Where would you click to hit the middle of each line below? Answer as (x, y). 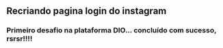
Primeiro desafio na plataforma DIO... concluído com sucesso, (112, 30)
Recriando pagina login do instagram (87, 11)
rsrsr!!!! (19, 39)
